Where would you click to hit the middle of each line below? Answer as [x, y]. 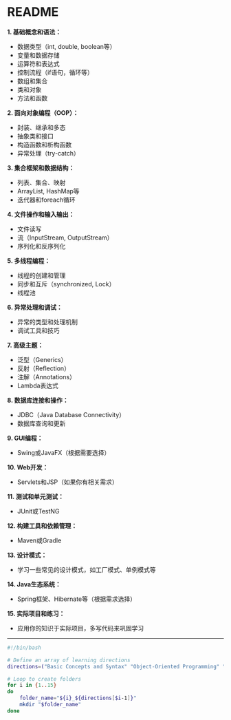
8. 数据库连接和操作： [38, 400]
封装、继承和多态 [41, 127]
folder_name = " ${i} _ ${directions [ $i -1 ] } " [78, 698]
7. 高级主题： [25, 345]
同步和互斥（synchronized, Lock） [66, 284]
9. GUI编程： [25, 438]
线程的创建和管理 [41, 275]
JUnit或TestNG [38, 511]
